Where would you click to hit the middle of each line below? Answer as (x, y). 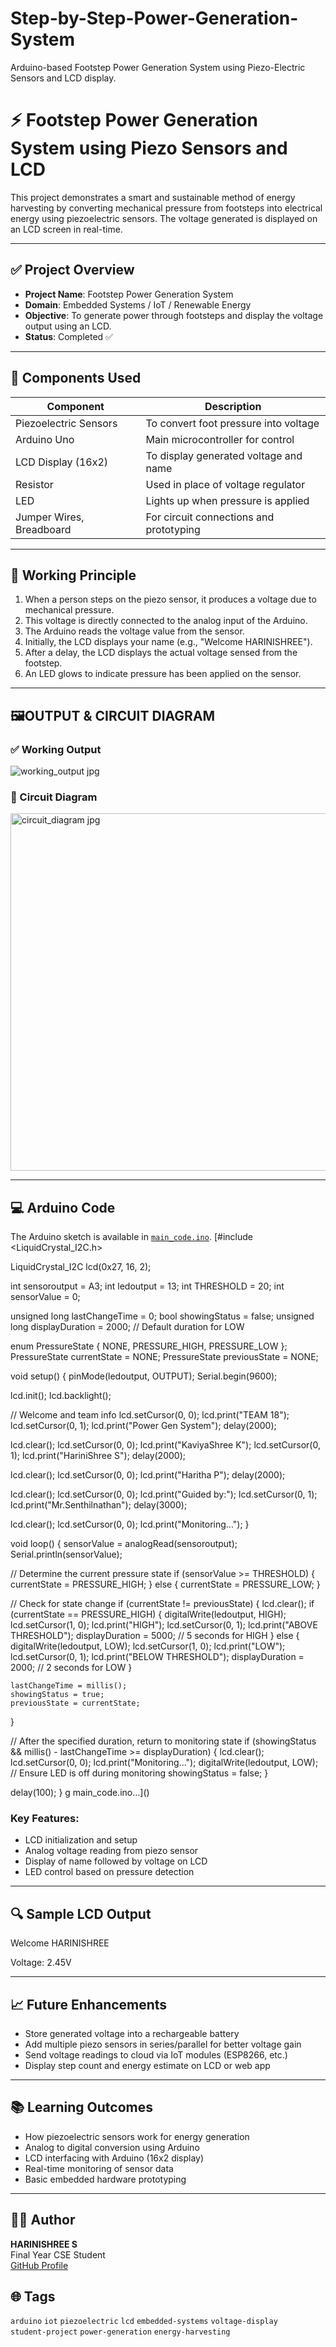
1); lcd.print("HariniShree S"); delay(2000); (98, 1456)
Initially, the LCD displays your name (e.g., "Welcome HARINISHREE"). (168, 642)
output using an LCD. (68, 326)
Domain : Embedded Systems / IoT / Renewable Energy (138, 304)
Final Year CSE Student (58, 2254)
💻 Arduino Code (63, 1207)
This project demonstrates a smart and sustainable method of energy (153, 197)
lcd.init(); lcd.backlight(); (61, 1396)
